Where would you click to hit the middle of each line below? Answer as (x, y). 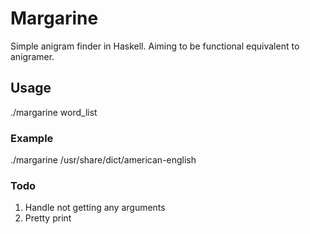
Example (32, 138)
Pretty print (48, 218)
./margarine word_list (54, 112)
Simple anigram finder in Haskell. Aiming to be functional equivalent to (155, 46)
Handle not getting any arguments (95, 208)
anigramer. (32, 56)
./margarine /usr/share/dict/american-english (103, 160)
